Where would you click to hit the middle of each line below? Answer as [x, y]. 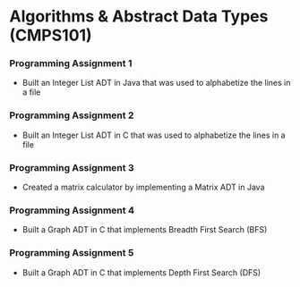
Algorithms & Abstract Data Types [139, 17]
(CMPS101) [51, 35]
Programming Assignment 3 [72, 167]
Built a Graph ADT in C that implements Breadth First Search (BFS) [145, 230]
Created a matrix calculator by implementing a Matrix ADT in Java [144, 187]
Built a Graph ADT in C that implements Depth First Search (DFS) [141, 272]
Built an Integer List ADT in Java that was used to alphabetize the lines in [156, 83]
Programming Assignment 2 [72, 115]
